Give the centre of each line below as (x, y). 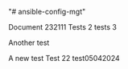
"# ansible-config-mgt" (47, 12)
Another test (29, 43)
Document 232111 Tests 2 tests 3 (62, 27)
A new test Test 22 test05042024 (64, 58)
